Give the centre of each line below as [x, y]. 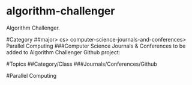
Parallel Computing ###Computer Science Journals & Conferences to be [96, 46]
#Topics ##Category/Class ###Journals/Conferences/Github [82, 64]
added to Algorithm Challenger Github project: [63, 52]
